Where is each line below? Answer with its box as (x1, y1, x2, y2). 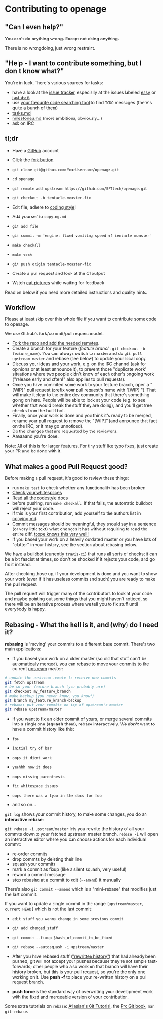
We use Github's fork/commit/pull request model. (5, 331, 104, 337)
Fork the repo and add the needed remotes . (12, 340, 100, 346)
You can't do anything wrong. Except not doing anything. (5, 36, 119, 41)
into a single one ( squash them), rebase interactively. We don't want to (12, 721, 155, 727)
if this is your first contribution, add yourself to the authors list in (12, 510, 141, 516)
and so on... (12, 802, 36, 808)
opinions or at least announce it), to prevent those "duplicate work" (12, 366, 147, 372)
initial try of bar (12, 746, 52, 751)
